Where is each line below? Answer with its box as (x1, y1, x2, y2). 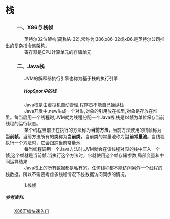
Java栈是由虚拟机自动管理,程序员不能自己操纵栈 (24, 102, 124, 108)
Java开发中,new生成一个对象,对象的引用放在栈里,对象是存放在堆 (24, 108, 158, 114)
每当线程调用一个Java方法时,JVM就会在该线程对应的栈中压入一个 (24, 146, 160, 152)
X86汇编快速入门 (14, 208, 50, 214)
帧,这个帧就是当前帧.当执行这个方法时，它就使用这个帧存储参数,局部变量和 (5, 152, 160, 158)
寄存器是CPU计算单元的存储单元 (24, 49, 92, 55)
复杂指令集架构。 (14, 42, 50, 49)
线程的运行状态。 (5, 120, 41, 126)
